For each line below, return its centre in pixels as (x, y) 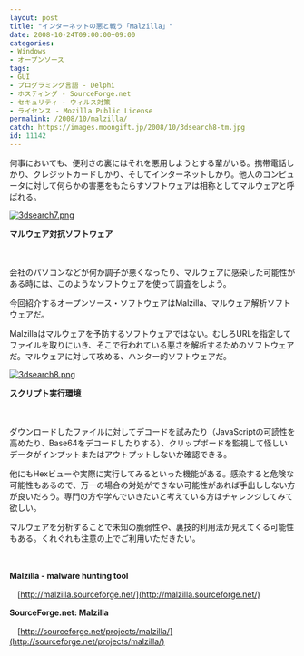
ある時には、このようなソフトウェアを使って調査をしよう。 (120, 283)
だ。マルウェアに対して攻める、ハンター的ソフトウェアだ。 (120, 356)
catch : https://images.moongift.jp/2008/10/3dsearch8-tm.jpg (127, 128)
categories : (32, 43)
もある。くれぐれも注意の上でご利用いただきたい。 (105, 538)
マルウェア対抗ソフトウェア (61, 233)
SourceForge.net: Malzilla (59, 612)
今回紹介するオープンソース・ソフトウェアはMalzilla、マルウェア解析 (138, 303)
